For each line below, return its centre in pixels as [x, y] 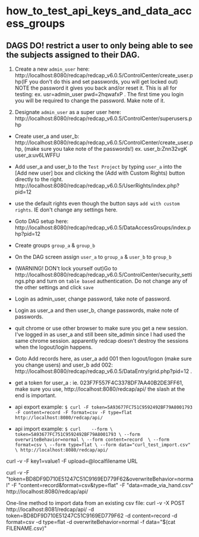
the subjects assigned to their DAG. [73, 55]
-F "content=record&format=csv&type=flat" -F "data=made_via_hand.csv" [102, 485]
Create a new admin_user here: [52, 69]
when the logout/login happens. [54, 347]
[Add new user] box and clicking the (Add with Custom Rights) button [100, 173]
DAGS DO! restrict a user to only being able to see [99, 45]
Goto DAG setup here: [42, 221]
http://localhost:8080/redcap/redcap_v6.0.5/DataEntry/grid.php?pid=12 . [103, 371]
